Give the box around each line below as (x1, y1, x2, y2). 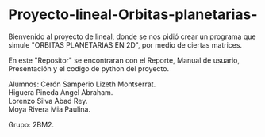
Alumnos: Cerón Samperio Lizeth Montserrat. (8, 79, 156, 89)
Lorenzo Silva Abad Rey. (8, 96, 88, 105)
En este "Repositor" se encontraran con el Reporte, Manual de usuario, (8, 55, 240, 65)
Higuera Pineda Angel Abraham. (8, 87, 113, 97)
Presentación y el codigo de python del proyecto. (8, 63, 169, 73)
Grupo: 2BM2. (8, 120, 54, 129)
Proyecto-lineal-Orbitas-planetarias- (8, 6, 258, 24)
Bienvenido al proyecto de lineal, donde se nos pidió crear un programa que (8, 32, 256, 41)
